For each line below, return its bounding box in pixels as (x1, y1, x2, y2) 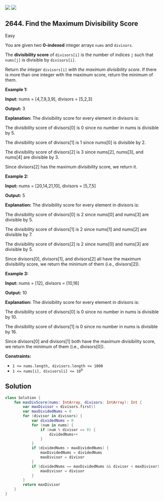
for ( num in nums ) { (31, 423, 74, 428)
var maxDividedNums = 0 (23, 409, 71, 414)
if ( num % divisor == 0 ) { (40, 427, 96, 432)
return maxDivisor (23, 482, 61, 487)
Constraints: (5, 353, 32, 359)
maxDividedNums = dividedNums (40, 450, 102, 455)
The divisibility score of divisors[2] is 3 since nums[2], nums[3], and (5, 149, 144, 155)
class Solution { (5, 395, 41, 400)
